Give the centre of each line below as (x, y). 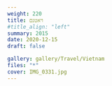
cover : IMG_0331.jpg (37, 72)
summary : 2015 (28, 33)
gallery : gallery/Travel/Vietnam (56, 59)
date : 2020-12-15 (33, 40)
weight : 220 (24, 14)
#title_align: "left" (39, 27)
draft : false (26, 46)
